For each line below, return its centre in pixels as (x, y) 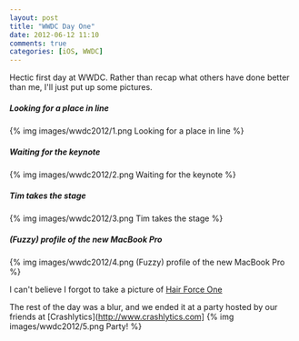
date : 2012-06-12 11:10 (55, 35)
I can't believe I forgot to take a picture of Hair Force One (116, 289)
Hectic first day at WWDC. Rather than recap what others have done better (149, 77)
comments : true (38, 43)
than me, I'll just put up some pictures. (81, 87)
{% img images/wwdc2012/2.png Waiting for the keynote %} (123, 175)
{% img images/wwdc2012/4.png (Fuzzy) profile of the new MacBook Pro (147, 262)
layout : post (34, 18)
